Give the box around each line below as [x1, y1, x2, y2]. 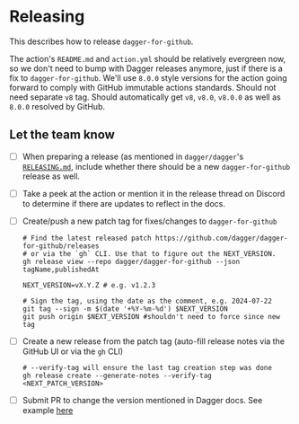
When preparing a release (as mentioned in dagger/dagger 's [22, 151, 244, 162]
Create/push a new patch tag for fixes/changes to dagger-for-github [22, 216, 277, 226]
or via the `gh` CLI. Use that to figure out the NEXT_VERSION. [31, 249, 277, 258]
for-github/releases [22, 241, 100, 251]
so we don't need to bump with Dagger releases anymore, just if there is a [9, 63, 283, 74]
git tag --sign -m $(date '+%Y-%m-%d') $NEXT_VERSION [22, 304, 228, 314]
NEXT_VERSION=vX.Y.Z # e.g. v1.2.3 [22, 280, 156, 289]
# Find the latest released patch [22, 234, 152, 243]
